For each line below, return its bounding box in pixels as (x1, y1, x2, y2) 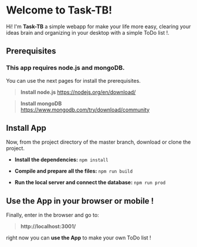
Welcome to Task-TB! (6, 4, 113, 17)
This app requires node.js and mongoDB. (6, 64, 125, 72)
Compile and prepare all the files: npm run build (14, 168, 133, 175)
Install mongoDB (20, 100, 62, 107)
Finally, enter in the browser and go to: (6, 212, 100, 219)
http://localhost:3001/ (20, 223, 76, 230)
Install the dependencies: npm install (14, 156, 108, 163)
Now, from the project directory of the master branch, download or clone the (6, 138, 191, 146)
